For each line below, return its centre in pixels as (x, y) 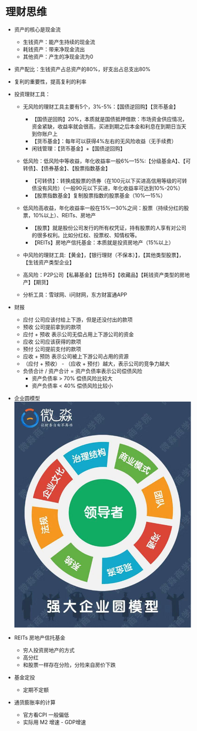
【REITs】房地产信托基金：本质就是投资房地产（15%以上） (103, 242)
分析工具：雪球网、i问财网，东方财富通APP (75, 294)
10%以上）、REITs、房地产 (65, 215)
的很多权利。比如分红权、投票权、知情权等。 (86, 235)
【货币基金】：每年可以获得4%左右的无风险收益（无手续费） (104, 141)
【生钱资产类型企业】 (49, 262)
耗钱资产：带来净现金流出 (54, 49)
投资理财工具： (32, 94)
